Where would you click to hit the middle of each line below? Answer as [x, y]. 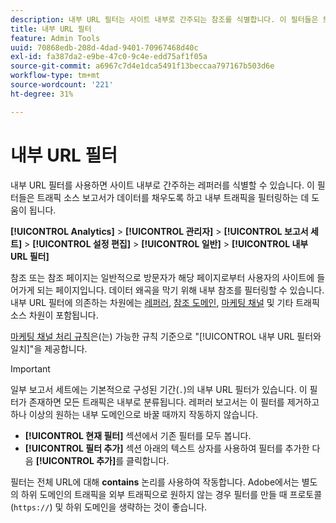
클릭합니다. [148, 460]
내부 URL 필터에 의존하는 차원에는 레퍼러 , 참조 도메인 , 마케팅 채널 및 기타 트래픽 [165, 302]
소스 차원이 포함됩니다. [54, 315]
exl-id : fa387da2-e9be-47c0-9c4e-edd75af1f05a [109, 57]
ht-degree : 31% [42, 94]
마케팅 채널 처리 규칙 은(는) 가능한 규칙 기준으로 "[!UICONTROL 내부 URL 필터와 [166, 336]
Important [30, 368]
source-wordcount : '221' [62, 85]
